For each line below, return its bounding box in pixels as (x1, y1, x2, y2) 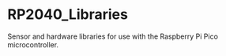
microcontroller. (7, 39, 59, 49)
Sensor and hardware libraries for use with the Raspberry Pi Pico (7, 32, 219, 41)
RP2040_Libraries (7, 6, 128, 24)
